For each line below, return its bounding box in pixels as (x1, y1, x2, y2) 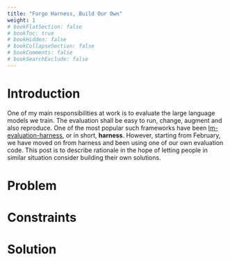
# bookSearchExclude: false (7, 56, 89, 63)
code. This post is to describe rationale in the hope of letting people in (7, 146, 208, 154)
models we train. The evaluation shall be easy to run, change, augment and (7, 116, 222, 124)
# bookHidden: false (7, 36, 67, 43)
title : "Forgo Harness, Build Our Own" (7, 10, 123, 17)
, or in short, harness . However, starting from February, (62, 130, 221, 140)
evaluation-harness (7, 130, 63, 140)
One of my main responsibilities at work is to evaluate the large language (7, 109, 215, 117)
